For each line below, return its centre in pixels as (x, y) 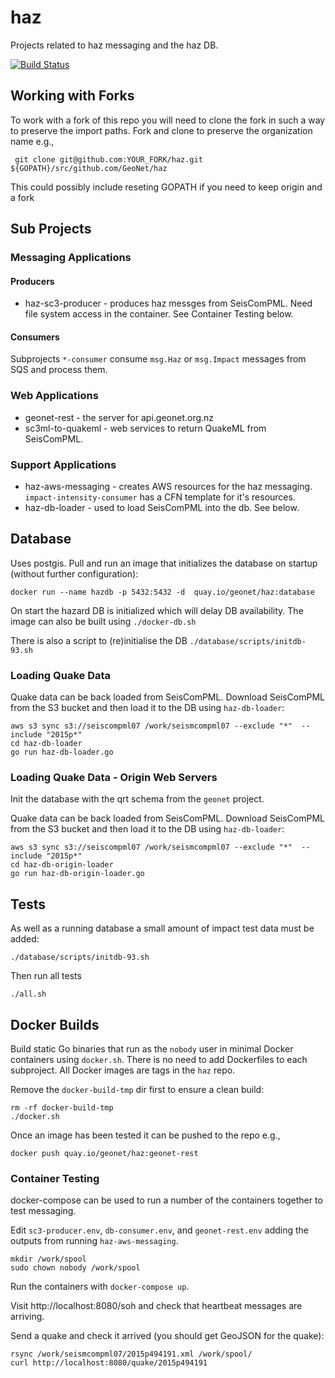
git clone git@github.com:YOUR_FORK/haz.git (108, 159)
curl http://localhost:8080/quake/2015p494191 (109, 1363)
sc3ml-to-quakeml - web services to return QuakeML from (145, 428)
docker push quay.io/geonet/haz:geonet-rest (104, 1154)
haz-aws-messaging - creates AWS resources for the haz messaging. (168, 487)
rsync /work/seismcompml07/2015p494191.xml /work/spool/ (131, 1354)
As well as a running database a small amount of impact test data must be (162, 928)
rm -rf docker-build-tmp (62, 1108)
